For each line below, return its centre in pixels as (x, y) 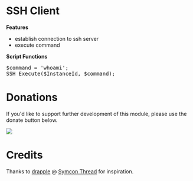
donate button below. (32, 120)
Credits (24, 155)
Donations (32, 97)
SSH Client (33, 11)
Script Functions (27, 56)
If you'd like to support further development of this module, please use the (97, 114)
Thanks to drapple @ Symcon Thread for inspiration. (70, 171)
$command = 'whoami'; (37, 67)
